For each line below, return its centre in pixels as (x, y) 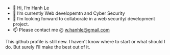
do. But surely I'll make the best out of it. (48, 47)
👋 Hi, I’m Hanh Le (31, 8)
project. (21, 24)
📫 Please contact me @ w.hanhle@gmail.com (61, 30)
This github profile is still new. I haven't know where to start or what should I (85, 42)
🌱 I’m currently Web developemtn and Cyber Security (69, 13)
